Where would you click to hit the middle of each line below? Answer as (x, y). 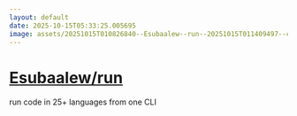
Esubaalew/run (66, 77)
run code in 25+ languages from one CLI (83, 102)
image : (21, 34)
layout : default (39, 17)
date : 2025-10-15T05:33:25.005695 (73, 26)
